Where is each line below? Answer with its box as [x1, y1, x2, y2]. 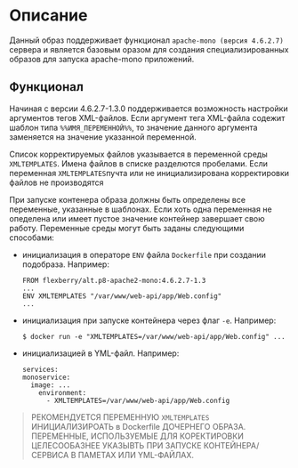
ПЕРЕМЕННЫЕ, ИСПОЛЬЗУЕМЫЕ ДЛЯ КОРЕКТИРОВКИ [30, 431, 245, 441]
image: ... [30, 380, 71, 390]
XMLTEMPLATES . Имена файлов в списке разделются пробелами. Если [9, 157, 269, 169]
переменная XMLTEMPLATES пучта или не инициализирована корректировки [9, 167, 290, 178]
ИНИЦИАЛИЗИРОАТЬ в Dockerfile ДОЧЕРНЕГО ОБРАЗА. [30, 421, 246, 432]
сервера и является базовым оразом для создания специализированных [9, 44, 289, 54]
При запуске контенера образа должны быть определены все [9, 194, 246, 205]
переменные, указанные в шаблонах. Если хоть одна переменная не [9, 204, 273, 214]
